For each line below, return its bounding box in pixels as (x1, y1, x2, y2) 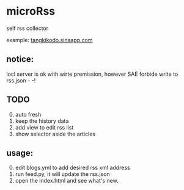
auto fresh (15, 111, 42, 118)
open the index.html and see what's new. (15, 177, 119, 185)
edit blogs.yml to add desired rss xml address (15, 164, 130, 172)
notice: (6, 54, 34, 65)
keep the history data (15, 117, 69, 125)
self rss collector (6, 24, 49, 32)
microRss (6, 4, 56, 18)
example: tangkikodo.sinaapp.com (6, 36, 93, 43)
